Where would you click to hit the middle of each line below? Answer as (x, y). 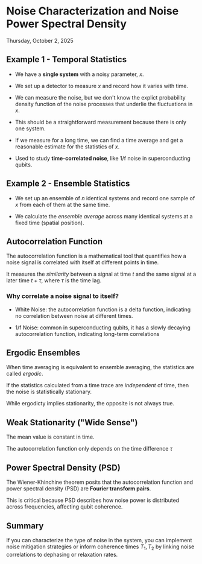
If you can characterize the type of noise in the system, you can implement (99, 540)
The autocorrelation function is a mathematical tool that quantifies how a (96, 256)
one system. (30, 128)
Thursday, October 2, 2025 (40, 40)
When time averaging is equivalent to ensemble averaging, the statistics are (100, 367)
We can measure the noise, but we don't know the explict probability (100, 97)
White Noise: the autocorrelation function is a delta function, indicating (103, 309)
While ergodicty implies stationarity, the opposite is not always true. (90, 404)
